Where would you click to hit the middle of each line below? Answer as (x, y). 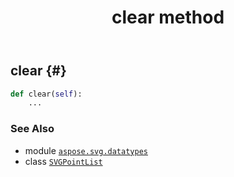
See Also (32, 129)
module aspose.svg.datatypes (86, 150)
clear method (168, 17)
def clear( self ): (46, 94)
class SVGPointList (63, 161)
